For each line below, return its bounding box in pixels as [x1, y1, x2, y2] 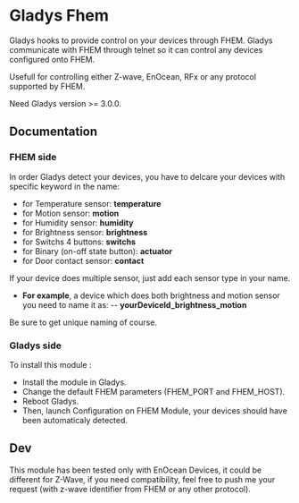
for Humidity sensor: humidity [21, 217, 134, 228]
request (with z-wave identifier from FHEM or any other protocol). [9, 483, 252, 494]
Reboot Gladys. [21, 396, 79, 406]
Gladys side [9, 339, 62, 352]
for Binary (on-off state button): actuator [21, 245, 173, 256]
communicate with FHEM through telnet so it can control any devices [9, 44, 263, 55]
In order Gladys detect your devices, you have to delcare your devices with [9, 171, 286, 182]
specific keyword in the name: [9, 181, 120, 192]
